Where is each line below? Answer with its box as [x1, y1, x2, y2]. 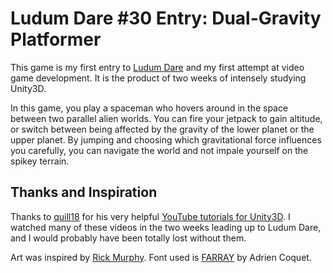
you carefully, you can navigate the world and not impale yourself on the [10, 144, 309, 156]
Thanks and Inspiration [10, 184, 158, 201]
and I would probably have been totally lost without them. [10, 232, 247, 244]
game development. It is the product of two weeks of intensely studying [10, 72, 307, 84]
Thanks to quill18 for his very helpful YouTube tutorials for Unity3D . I [10, 210, 291, 222]
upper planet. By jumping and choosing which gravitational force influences [10, 133, 322, 146]
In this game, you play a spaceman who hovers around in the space [10, 102, 289, 114]
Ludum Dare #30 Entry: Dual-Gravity [10, 7, 322, 30]
